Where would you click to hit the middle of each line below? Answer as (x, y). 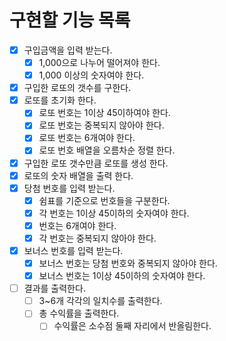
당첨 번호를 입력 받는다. (69, 188)
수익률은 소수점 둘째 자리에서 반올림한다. (132, 326)
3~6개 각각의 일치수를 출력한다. (100, 301)
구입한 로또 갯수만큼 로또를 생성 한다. (96, 163)
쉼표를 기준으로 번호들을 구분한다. (104, 200)
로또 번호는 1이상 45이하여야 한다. (104, 113)
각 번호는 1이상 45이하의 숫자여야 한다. (114, 213)
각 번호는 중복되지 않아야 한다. (97, 238)
